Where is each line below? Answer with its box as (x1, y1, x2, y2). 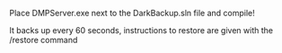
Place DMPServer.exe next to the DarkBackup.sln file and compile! (9, 8, 255, 18)
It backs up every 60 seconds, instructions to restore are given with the (9, 25, 274, 35)
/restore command (9, 35, 78, 45)
